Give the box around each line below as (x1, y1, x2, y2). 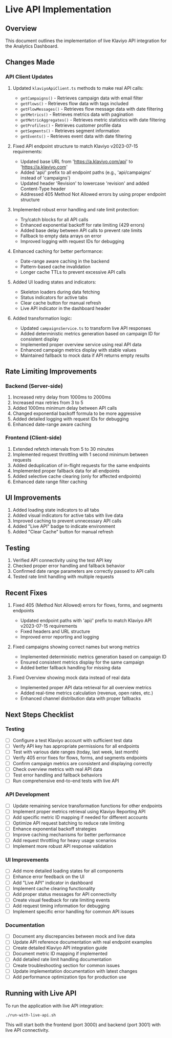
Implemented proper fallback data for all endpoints (12, 468, 120, 474)
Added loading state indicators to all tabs (12, 507, 100, 513)
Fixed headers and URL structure (20, 628, 91, 634)
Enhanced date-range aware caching (12, 422, 91, 428)
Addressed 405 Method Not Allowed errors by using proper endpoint (20, 191, 166, 197)
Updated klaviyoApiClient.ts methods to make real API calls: (12, 85, 144, 91)
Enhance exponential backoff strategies (12, 826, 97, 832)
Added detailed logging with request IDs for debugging (12, 416, 129, 422)
